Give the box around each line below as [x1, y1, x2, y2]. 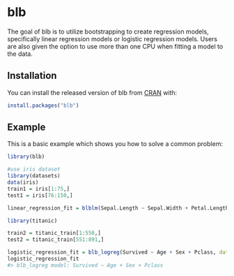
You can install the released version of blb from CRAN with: [7, 88, 178, 96]
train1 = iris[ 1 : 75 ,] [7, 185, 70, 192]
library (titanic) [7, 217, 58, 224]
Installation [7, 70, 57, 82]
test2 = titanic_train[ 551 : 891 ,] [7, 236, 104, 243]
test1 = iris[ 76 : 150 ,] [7, 191, 73, 199]
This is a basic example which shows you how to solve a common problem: [7, 140, 223, 148]
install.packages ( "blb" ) [7, 102, 79, 109]
